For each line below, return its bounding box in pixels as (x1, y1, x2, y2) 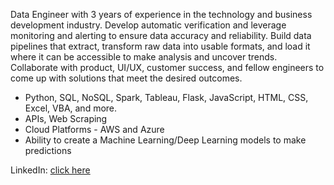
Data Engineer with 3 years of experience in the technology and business (10, 9, 313, 20)
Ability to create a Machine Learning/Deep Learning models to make (24, 134, 307, 146)
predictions (24, 145, 72, 156)
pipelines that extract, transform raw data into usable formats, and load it (10, 40, 311, 52)
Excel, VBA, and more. (24, 102, 118, 114)
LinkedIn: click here (10, 164, 91, 176)
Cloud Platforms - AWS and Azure (24, 124, 165, 135)
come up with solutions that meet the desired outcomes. (10, 72, 243, 84)
